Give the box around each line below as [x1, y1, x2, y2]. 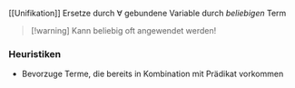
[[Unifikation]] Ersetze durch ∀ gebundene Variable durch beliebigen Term [8, 8, 287, 18]
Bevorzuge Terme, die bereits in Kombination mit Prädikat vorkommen [21, 68, 284, 80]
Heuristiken [8, 47, 61, 60]
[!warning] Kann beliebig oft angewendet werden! [30, 25, 217, 35]
